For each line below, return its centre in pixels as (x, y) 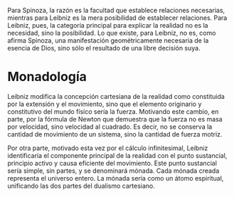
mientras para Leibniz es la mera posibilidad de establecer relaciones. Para (117, 18)
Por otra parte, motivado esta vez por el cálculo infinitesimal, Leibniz (108, 148)
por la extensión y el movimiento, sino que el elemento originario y (105, 104)
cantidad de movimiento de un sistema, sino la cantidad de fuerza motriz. (115, 134)
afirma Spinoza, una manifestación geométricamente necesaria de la (108, 41)
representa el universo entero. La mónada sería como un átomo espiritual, (116, 178)
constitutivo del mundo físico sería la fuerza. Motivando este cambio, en (113, 111)
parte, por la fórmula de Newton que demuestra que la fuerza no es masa (115, 119)
